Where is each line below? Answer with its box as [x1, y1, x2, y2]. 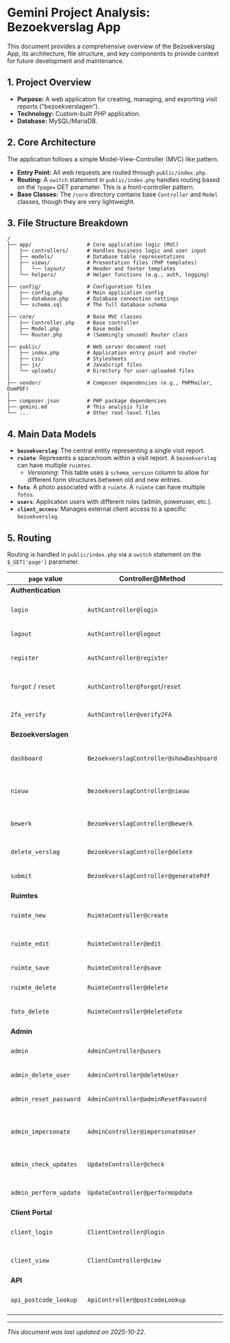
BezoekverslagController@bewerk [87, 820, 193, 827]
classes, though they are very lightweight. [16, 197, 136, 205]
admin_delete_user [10, 1071, 71, 1079]
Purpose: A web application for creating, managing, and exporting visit [16, 95, 218, 103]
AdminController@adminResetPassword [87, 1095, 207, 1103]
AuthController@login [87, 606, 158, 614]
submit [10, 872, 32, 880]
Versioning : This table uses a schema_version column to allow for [27, 468, 209, 477]
